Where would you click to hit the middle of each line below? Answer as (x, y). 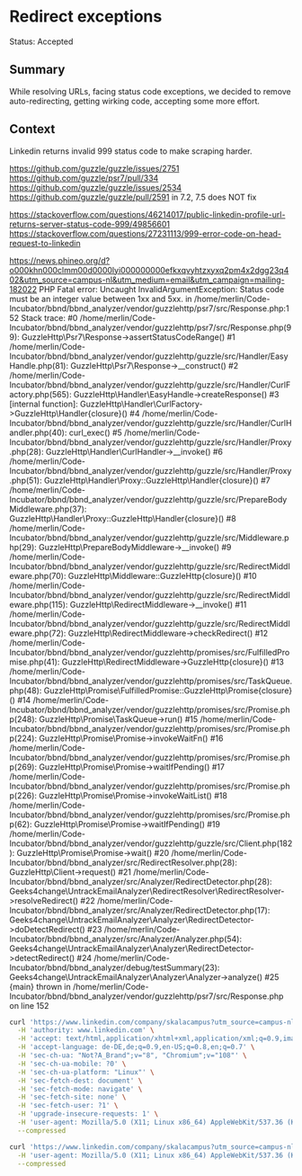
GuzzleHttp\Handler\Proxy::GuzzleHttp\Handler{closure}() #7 (157, 480)
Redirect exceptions (86, 17)
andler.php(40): (38, 432)
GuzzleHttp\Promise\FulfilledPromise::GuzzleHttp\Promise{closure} (168, 690)
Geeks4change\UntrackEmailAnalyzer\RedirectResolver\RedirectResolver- (147, 891)
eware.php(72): (38, 633)
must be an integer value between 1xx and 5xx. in (101, 298)
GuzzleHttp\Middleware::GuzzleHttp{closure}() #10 (162, 575)
